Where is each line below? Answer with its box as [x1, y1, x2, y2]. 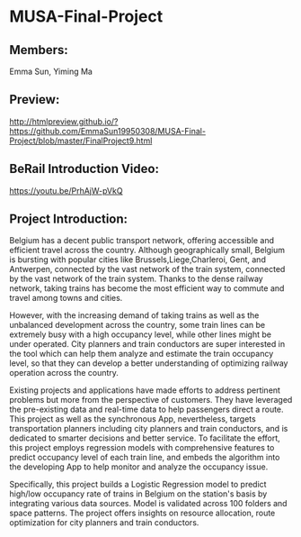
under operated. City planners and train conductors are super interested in [9, 339, 286, 350]
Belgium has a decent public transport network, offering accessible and [9, 235, 275, 246]
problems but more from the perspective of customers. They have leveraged [9, 395, 293, 405]
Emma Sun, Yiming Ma [9, 66, 93, 77]
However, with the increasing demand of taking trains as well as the [9, 310, 260, 321]
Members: [9, 42, 69, 58]
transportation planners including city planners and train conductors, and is [9, 423, 288, 434]
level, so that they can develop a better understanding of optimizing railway [9, 358, 288, 369]
